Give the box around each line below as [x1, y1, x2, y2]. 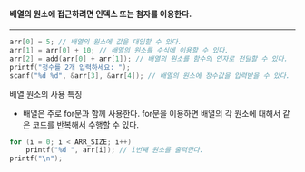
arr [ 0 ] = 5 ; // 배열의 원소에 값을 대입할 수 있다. [9, 37, 182, 47]
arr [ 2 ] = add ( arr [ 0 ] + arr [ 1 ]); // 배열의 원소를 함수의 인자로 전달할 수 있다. [9, 54, 289, 63]
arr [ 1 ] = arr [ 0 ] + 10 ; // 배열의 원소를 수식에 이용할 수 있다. [9, 46, 230, 55]
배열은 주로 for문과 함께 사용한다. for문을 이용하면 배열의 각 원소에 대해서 [22, 108, 281, 119]
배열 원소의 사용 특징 [9, 89, 83, 100]
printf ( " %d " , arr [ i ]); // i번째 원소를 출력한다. [25, 146, 204, 155]
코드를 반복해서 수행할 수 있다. [32, 119, 139, 130]
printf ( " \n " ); [9, 154, 64, 163]
